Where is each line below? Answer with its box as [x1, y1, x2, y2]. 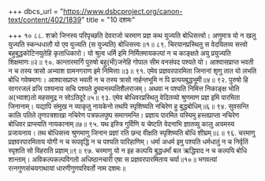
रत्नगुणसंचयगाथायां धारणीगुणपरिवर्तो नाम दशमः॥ [8, 164, 126, 172]
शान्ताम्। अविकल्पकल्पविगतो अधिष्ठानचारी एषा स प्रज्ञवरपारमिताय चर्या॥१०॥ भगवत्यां [8, 155, 218, 164]
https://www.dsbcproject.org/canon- [62, 7, 183, 16]
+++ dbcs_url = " [8, 7, 64, 16]
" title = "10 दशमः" [81, 15, 136, 24]
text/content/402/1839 [8, 15, 82, 24]
